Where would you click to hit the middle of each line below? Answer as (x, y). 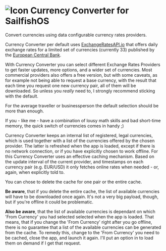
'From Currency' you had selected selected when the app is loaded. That (80, 217)
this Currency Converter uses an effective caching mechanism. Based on (80, 156)
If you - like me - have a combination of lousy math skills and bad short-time (83, 120)
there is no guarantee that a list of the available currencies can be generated (83, 227)
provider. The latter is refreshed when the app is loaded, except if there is (80, 146)
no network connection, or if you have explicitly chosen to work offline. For (82, 151)
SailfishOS (27, 21)
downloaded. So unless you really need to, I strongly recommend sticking (80, 91)
